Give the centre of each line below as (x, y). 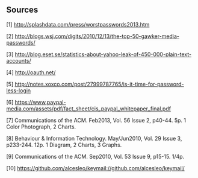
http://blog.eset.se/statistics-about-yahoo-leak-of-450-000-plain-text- (103, 54)
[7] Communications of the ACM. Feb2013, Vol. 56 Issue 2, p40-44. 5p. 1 (96, 120)
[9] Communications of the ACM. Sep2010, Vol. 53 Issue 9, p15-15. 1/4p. (95, 156)
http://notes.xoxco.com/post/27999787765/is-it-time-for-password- (100, 84)
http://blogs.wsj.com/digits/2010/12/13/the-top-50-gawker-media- (97, 36)
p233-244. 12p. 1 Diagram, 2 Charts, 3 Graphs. (64, 145)
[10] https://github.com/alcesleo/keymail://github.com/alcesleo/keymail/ (95, 168)
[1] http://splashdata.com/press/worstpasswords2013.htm (78, 24)
